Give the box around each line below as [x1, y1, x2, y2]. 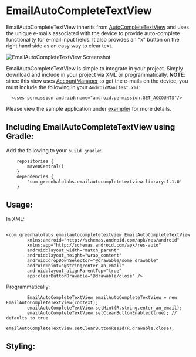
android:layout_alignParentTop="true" [27, 268, 122, 274]
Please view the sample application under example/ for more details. [6, 105, 172, 112]
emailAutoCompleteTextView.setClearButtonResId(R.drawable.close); [6, 325, 175, 331]
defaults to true [6, 315, 49, 321]
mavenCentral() [27, 163, 65, 169]
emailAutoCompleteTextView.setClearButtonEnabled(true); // [27, 310, 177, 316]
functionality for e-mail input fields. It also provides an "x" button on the [6, 36, 180, 43]
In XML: [6, 215, 25, 222]
